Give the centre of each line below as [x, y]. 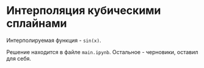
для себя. [19, 58]
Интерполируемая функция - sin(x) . [54, 40]
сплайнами [37, 23]
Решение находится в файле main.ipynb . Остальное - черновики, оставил [102, 52]
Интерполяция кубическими [84, 11]
